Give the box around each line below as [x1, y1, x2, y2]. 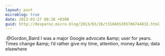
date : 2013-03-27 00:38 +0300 [5, 17, 70, 22]
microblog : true [5, 12, 40, 17]
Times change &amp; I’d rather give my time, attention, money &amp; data [5, 41, 160, 47]
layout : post [5, 7, 33, 13]
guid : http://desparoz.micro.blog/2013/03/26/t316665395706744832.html [5, 21, 160, 27]
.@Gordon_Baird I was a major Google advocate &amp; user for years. [5, 35, 152, 41]
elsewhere [5, 46, 27, 52]
